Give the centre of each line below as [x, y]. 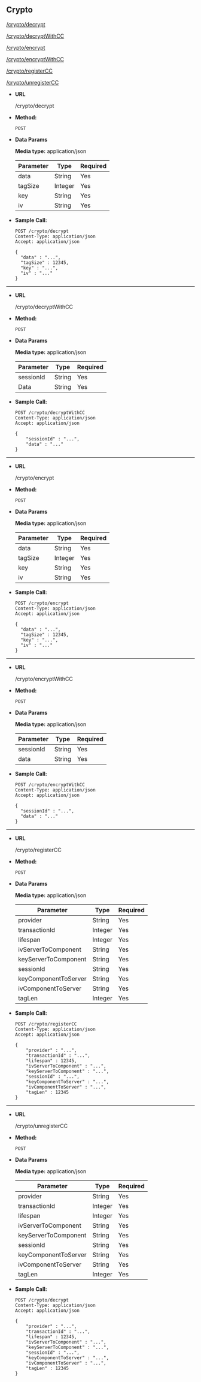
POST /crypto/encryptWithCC [50, 785]
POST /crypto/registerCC [46, 1024]
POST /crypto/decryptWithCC [50, 413]
